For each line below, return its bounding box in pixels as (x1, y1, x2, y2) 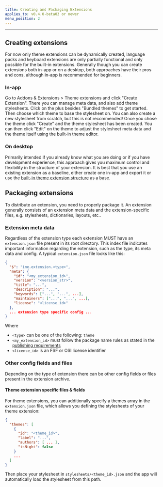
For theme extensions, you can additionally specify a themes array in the (5, 398, 150, 404)
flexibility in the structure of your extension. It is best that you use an (5, 164, 142, 170)
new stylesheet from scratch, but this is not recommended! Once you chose (5, 116, 157, 122)
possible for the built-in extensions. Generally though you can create (5, 62, 142, 68)
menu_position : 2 (5, 16, 40, 21)
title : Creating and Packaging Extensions (5, 7, 92, 12)
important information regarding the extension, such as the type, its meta (5, 245, 151, 251)
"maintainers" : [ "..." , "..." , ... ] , (14, 296, 90, 301)
